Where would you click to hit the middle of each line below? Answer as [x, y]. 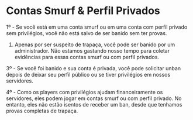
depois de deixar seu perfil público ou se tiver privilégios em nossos [88, 74]
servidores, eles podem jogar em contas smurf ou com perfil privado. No [94, 98]
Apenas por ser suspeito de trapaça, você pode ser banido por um [95, 44]
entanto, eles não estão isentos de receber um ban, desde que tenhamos [94, 104]
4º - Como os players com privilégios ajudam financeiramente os [85, 92]
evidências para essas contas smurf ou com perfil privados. [87, 57]
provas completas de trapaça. [42, 111]
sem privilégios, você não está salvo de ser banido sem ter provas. [87, 33]
